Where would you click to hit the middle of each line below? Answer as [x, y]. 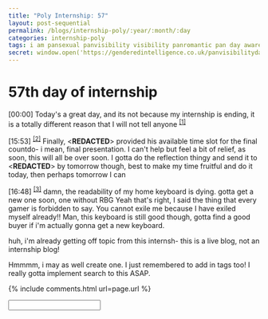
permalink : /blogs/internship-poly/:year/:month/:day [100, 30]
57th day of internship [83, 92]
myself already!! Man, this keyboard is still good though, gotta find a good [130, 217]
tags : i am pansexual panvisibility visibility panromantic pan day [124, 45]
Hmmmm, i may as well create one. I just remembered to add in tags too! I [129, 265]
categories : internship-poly [57, 38]
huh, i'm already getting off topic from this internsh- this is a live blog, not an [134, 241]
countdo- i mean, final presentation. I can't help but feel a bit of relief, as [127, 149]
